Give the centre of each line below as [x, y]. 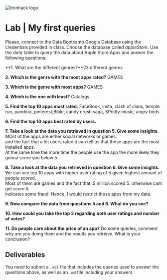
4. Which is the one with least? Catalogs [47, 96]
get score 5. [17, 188]
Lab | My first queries [50, 28]
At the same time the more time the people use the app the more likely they [82, 152]
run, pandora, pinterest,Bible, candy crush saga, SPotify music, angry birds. [83, 111]
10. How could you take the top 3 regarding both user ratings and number [82, 213]
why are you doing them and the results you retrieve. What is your [73, 233]
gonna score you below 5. [32, 157]
